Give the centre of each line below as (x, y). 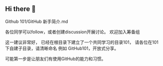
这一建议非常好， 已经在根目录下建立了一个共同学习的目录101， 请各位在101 (82, 42)
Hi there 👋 (20, 9)
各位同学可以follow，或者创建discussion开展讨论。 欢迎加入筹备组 (72, 32)
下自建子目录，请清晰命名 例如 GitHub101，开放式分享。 (62, 48)
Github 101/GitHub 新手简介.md (37, 21)
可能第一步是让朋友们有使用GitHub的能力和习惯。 (56, 59)
